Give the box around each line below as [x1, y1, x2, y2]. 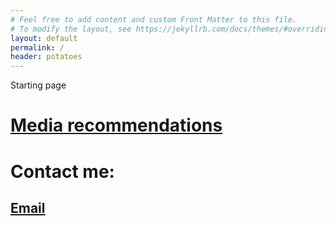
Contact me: [10, 160, 115, 183]
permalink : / [10, 42, 65, 53]
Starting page [10, 79, 67, 91]
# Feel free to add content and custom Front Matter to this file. [10, 14, 298, 25]
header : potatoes [10, 52, 83, 62]
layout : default [10, 33, 78, 43]
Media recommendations [10, 114, 223, 137]
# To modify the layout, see [10, 24, 132, 34]
